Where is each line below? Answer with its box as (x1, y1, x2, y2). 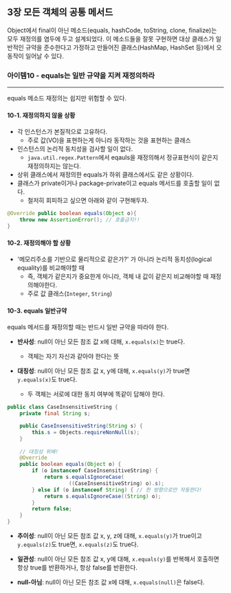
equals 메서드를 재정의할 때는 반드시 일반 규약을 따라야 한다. (7, 323, 169, 331)
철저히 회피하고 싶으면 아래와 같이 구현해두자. (27, 197, 149, 205)
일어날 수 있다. (25, 52, 64, 60)
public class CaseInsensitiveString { (7, 404, 118, 411)
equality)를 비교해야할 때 (16, 264, 85, 272)
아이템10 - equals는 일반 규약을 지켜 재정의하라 (7, 71, 155, 80)
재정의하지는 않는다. (27, 162, 81, 170)
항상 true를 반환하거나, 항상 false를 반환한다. (16, 563, 137, 572)
